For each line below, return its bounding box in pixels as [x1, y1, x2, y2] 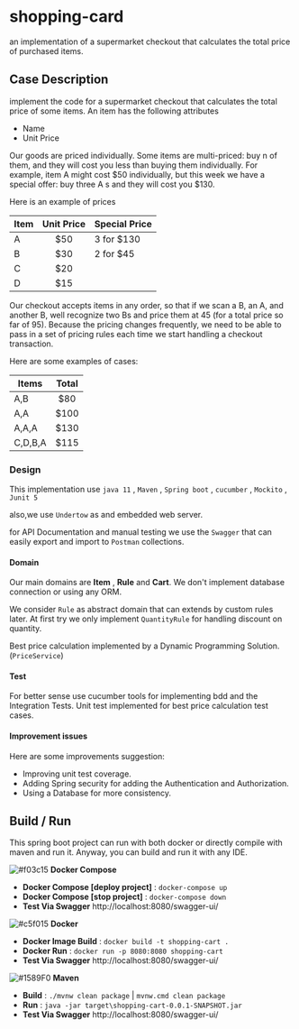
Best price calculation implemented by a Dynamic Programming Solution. [9, 640, 280, 651]
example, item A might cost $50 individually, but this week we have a [9, 169, 266, 179]
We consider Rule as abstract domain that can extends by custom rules [9, 604, 274, 615]
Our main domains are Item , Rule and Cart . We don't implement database [9, 577, 285, 588]
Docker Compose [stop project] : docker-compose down [22, 891, 227, 903]
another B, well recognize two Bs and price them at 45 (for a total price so [9, 309, 284, 320]
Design [9, 463, 41, 475]
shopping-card [9, 6, 124, 27]
